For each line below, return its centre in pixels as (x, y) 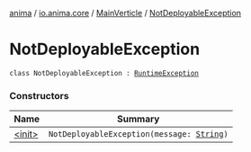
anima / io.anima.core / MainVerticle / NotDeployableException (125, 13)
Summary (138, 119)
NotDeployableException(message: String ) (138, 134)
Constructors (39, 95)
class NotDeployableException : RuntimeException (104, 73)
